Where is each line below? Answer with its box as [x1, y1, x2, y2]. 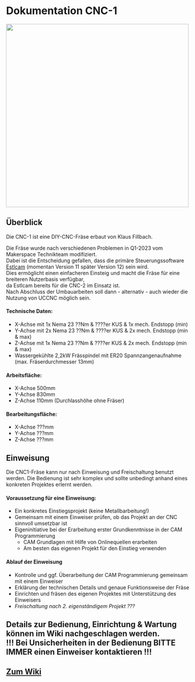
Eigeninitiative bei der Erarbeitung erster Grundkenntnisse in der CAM [14, 526, 183, 533]
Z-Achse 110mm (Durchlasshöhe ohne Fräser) [14, 397, 124, 404]
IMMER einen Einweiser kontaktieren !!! [6, 647, 152, 657]
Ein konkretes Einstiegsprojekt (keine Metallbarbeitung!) [14, 507, 149, 514]
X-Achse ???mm [14, 423, 54, 430]
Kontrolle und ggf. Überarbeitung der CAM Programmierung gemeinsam [14, 571, 188, 578]
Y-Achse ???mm [14, 430, 54, 437]
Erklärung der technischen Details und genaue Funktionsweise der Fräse [14, 583, 190, 591]
